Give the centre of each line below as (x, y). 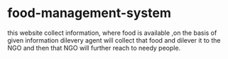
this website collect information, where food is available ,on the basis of (112, 33)
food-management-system (89, 13)
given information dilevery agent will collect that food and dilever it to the (114, 40)
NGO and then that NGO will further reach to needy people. (94, 48)
